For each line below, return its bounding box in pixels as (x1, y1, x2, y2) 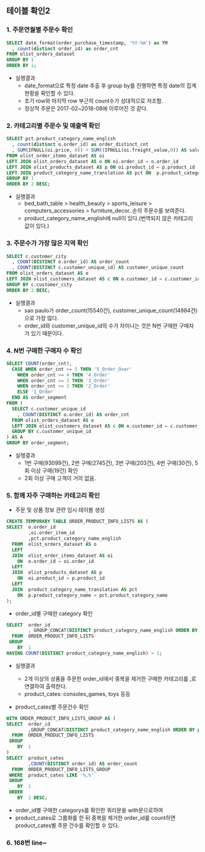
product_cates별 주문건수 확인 (15, 703, 89, 711)
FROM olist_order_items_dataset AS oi (6, 152, 105, 159)
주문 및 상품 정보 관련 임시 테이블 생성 (15, 506, 105, 514)
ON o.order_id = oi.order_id (17, 558, 95, 564)
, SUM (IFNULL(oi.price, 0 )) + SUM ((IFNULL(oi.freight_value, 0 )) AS (12, 147, 187, 154)
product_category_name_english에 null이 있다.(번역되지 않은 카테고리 (24, 215, 193, 222)
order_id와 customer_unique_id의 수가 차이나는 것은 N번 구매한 (24, 322, 178, 329)
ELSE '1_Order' (17, 389, 56, 395)
